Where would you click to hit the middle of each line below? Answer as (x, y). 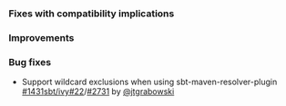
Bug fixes (30, 62)
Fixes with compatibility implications (92, 14)
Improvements (41, 37)
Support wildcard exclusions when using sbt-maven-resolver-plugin (149, 82)
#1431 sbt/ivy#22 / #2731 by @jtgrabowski (98, 92)
